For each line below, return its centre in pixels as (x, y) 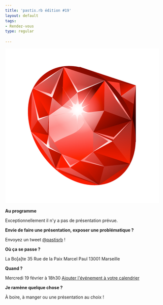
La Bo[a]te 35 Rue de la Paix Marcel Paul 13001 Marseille (63, 259)
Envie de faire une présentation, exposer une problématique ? (69, 230)
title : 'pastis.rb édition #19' (38, 10)
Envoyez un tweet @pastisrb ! (35, 240)
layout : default (22, 16)
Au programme (21, 211)
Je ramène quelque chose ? (34, 287)
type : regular (20, 31)
